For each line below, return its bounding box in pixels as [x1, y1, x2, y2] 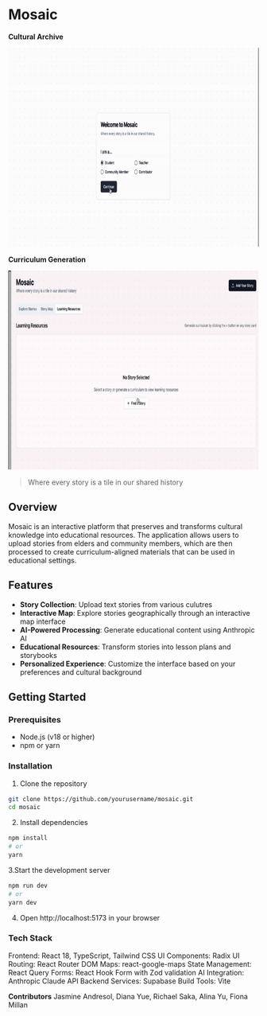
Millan [8, 1000, 28, 1010]
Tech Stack [8, 932, 53, 944]
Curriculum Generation [8, 255, 86, 264]
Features [8, 578, 53, 592]
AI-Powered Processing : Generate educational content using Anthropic [19, 625, 256, 634]
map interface [19, 617, 66, 626]
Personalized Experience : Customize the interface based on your [19, 659, 236, 668]
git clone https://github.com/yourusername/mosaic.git [8, 795, 194, 803]
